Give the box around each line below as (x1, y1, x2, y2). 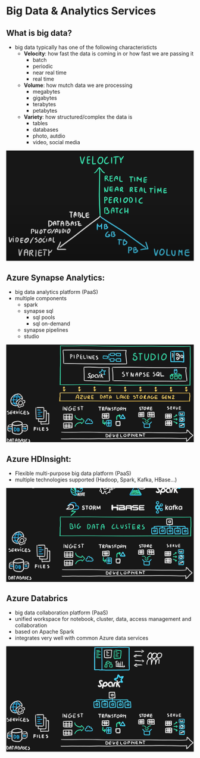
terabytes (32, 101, 57, 108)
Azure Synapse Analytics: (6, 272, 105, 282)
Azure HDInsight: (6, 454, 71, 464)
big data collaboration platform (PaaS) (14, 609, 108, 616)
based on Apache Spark (14, 628, 74, 635)
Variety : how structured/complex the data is (23, 113, 133, 120)
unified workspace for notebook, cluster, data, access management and (14, 616, 192, 623)
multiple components (14, 295, 67, 302)
